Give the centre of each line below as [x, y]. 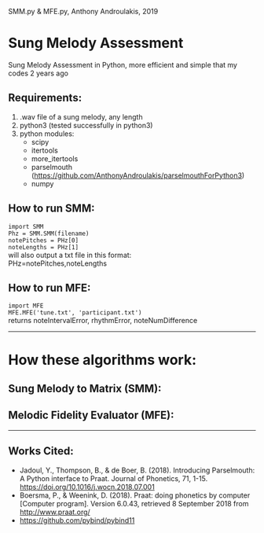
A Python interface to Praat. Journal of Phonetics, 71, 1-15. [114, 478]
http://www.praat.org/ [55, 512]
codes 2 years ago [38, 73]
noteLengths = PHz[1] [44, 247]
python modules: [47, 134]
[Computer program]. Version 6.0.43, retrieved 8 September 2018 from [134, 503]
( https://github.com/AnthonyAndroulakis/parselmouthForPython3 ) [138, 175]
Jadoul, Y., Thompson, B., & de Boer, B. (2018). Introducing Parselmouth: [137, 470]
